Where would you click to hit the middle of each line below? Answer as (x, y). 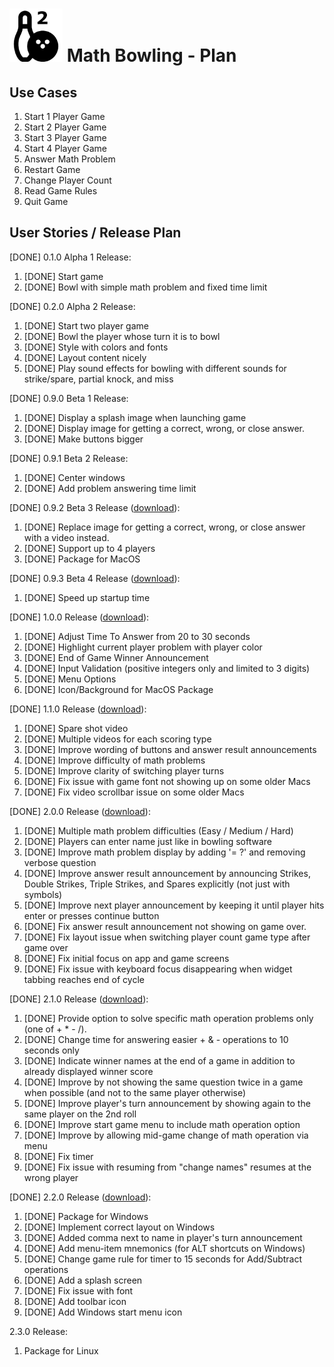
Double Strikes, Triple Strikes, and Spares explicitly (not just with (157, 884)
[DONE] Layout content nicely (85, 357)
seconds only (51, 1050)
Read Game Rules (60, 191)
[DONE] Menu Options (70, 679)
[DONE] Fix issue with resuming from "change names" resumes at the (167, 1167)
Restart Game (52, 169)
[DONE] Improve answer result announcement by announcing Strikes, (167, 873)
